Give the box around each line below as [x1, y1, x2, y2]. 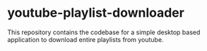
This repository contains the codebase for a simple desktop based [7, 28, 201, 36]
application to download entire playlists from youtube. [7, 35, 164, 43]
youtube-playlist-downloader [7, 5, 185, 21]
